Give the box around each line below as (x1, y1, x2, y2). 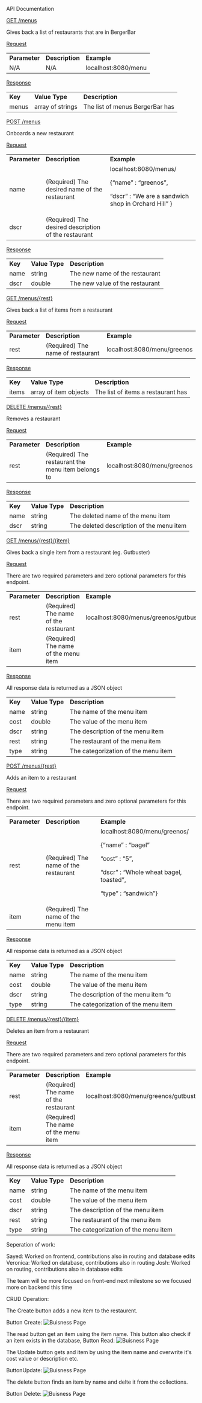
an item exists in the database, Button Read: (6, 1337, 115, 1344)
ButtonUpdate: (6, 1367, 43, 1373)
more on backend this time (6, 1283, 73, 1291)
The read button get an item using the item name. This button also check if (6, 1331, 191, 1337)
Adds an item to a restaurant (6, 774, 77, 781)
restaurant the (45, 458, 86, 466)
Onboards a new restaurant (6, 130, 74, 136)
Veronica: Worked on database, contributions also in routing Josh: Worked (6, 1259, 191, 1266)
